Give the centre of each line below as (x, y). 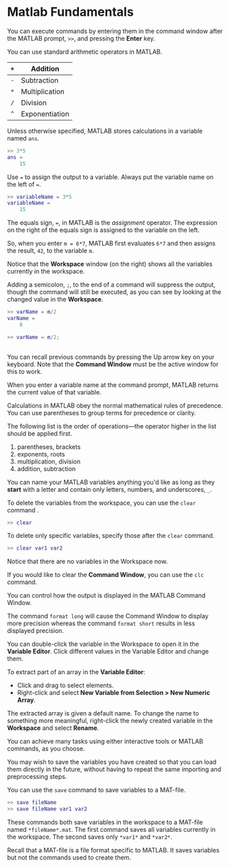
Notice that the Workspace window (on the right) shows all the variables (110, 264)
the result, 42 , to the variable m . (50, 251)
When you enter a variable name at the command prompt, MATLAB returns (113, 385)
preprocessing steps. (37, 777)
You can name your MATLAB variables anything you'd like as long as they (111, 482)
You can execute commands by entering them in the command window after (115, 31)
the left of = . (24, 184)
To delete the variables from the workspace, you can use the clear (102, 503)
